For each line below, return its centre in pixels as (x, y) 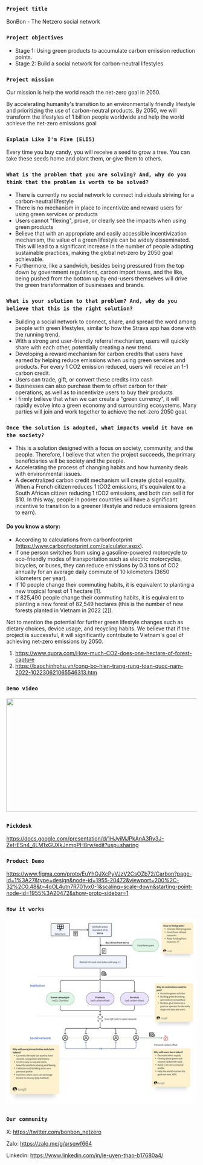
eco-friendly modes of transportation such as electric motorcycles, (98, 559)
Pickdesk (19, 826)
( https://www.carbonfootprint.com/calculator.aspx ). (79, 546)
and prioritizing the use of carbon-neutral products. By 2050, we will (92, 110)
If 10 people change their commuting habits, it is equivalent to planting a (105, 585)
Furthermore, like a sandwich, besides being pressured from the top (100, 266)
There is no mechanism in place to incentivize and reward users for (99, 208)
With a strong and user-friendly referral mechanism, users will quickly (102, 341)
